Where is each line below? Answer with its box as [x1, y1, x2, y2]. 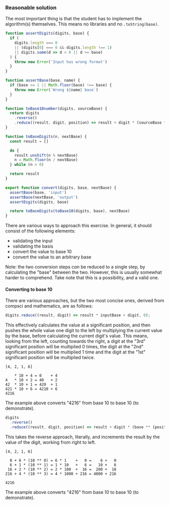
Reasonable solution [5, 4, 57, 11]
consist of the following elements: [5, 228, 76, 234]
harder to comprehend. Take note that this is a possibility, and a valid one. [5, 275, 159, 281]
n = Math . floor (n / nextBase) [14, 157, 78, 163]
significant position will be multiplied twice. [5, 354, 95, 361]
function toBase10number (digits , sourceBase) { [5, 106, 108, 111]
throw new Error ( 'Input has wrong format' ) [14, 59, 108, 65]
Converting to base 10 [5, 286, 53, 292]
